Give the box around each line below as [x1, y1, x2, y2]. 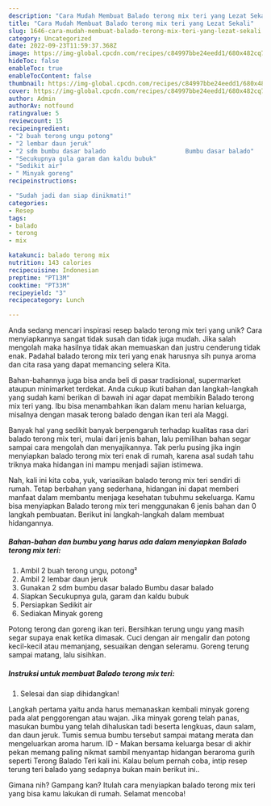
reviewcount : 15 [8, 117, 63, 125]
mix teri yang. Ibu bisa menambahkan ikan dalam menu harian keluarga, [8, 401, 247, 411]
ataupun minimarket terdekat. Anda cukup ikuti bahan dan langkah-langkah [8, 384, 259, 394]
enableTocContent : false [8, 72, 92, 80]
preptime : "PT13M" [8, 274, 70, 282]
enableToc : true [8, 65, 63, 73]
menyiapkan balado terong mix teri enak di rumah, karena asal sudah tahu [8, 451, 254, 461]
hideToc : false [8, 57, 60, 65]
